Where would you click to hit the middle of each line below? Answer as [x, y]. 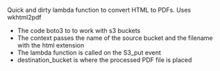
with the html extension [51, 45]
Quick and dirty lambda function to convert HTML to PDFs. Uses [99, 10]
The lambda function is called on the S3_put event [89, 52]
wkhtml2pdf [24, 17]
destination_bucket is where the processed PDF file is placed [104, 60]
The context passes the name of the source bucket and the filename [115, 38]
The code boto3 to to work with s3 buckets [79, 31]
